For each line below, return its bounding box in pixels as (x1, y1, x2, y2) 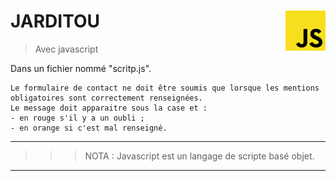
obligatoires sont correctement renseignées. (10, 93, 203, 103)
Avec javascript (34, 43, 99, 55)
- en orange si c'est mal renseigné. (10, 123, 168, 133)
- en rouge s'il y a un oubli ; (10, 113, 145, 123)
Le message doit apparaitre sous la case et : (10, 103, 208, 113)
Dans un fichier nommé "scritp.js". (10, 62, 152, 74)
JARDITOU (10, 10, 101, 33)
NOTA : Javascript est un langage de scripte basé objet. (84, 150, 315, 162)
